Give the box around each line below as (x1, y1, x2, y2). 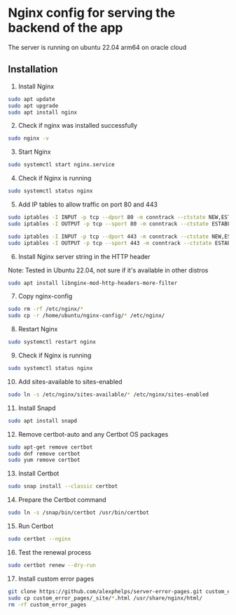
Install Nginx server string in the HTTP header (18, 252, 151, 260)
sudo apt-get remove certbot (8, 444, 93, 451)
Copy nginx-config (18, 292, 73, 300)
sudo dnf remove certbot (8, 450, 81, 457)
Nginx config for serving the (8, 5, 176, 21)
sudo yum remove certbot (8, 456, 81, 464)
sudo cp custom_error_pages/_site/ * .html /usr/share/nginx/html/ (8, 595, 202, 602)
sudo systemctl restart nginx (8, 338, 97, 345)
